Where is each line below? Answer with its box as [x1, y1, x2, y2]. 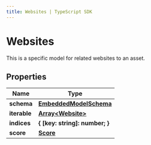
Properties [6, 71, 47, 81]
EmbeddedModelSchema [38, 99, 112, 108]
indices [9, 119, 31, 128]
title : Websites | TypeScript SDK [6, 8, 93, 15]
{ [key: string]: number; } [38, 119, 110, 128]
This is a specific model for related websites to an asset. [6, 55, 146, 62]
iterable [9, 109, 32, 117]
